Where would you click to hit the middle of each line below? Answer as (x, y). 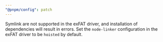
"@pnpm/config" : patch (29, 10)
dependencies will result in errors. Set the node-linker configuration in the (81, 29)
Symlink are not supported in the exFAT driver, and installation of (72, 24)
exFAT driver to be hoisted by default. (44, 34)
